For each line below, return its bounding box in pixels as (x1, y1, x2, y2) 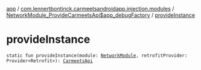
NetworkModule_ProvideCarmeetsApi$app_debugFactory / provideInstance (6, 11, 195, 19)
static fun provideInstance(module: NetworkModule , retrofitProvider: (6, 52, 188, 59)
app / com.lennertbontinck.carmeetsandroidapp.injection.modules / (6, 5, 174, 12)
